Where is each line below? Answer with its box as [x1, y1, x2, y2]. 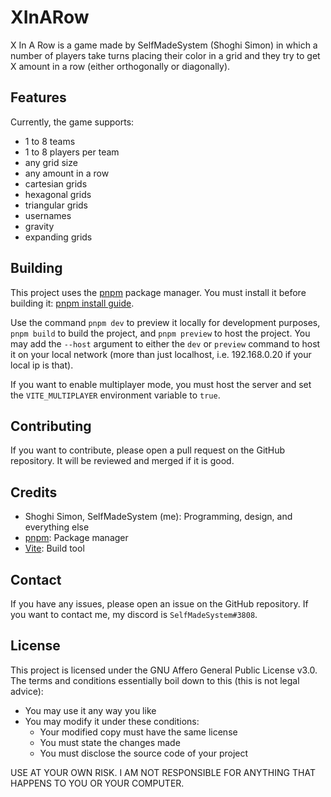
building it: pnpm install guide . [10, 297, 135, 309]
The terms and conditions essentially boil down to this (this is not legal [10, 674, 300, 686]
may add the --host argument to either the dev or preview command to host [10, 337, 321, 350]
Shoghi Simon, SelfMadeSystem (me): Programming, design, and [24, 511, 293, 523]
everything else [24, 521, 90, 533]
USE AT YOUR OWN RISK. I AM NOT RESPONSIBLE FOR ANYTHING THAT [10, 766, 316, 778]
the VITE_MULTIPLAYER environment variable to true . [10, 389, 221, 401]
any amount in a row [24, 167, 110, 179]
